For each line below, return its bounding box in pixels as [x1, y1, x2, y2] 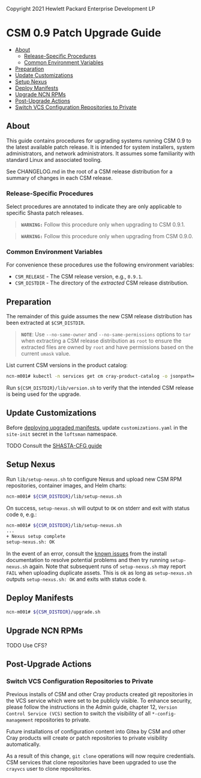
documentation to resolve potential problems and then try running [6, 557, 169, 564]
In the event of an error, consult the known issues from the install [6, 550, 167, 557]
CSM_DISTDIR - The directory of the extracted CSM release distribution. [14, 279, 189, 286]
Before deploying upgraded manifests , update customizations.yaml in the [6, 424, 188, 431]
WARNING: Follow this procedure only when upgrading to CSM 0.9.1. [20, 221, 185, 228]
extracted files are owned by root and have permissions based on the [20, 344, 194, 351]
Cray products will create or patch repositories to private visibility [6, 734, 168, 742]
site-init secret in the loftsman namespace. [6, 430, 118, 437]
